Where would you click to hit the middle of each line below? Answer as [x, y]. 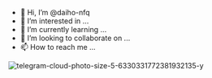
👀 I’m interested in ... [54, 21]
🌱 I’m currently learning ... [63, 29]
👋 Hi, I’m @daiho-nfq [55, 12]
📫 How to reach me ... [58, 47]
